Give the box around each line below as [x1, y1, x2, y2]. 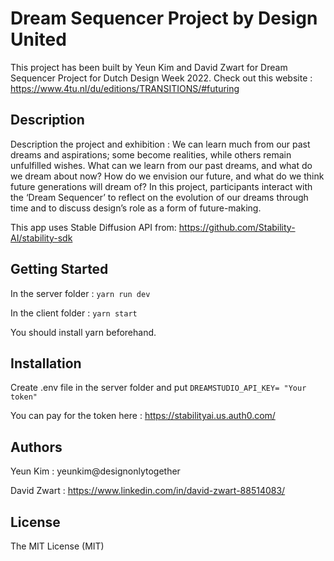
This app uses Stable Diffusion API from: [10, 221, 177, 233]
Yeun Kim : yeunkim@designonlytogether [10, 465, 181, 477]
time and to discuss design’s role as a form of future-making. [10, 202, 262, 214]
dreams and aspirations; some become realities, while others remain [10, 148, 292, 161]
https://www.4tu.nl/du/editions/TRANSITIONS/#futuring [10, 82, 240, 94]
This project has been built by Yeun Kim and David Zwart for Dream [10, 61, 288, 73]
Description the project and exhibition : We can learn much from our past [10, 138, 311, 150]
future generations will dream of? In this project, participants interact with [10, 180, 313, 192]
